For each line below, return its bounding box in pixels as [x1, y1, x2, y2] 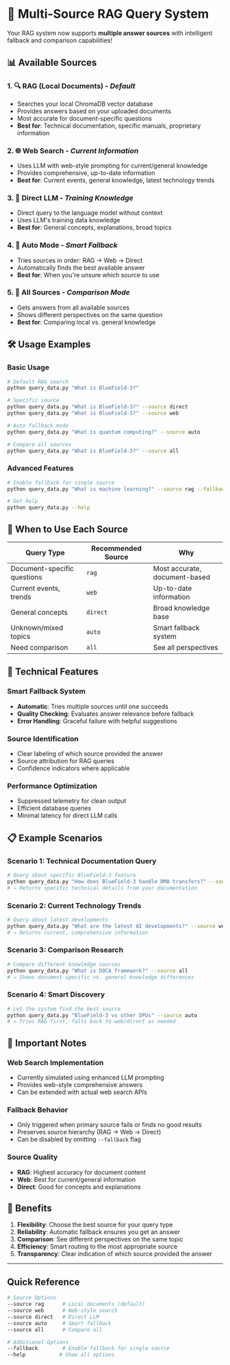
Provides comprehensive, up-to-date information [16, 168, 155, 177]
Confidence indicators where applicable [16, 764, 130, 772]
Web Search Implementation [7, 1058, 104, 1067]
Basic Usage [7, 363, 50, 373]
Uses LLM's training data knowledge [16, 216, 120, 224]
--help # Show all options [7, 1351, 115, 1358]
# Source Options [7, 1294, 57, 1301]
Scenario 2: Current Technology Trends [7, 900, 142, 910]
